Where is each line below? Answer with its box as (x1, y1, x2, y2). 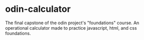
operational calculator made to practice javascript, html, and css (5, 25, 137, 31)
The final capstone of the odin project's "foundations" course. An (5, 20, 140, 26)
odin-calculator (5, 3, 71, 15)
